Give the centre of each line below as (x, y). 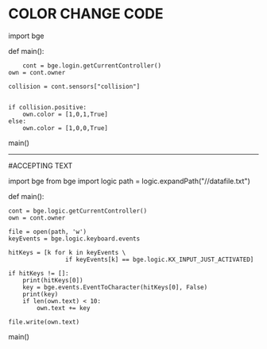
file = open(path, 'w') (48, 232)
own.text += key (64, 308)
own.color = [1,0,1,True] (66, 114)
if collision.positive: (48, 107)
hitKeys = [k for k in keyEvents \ (67, 252)
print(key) (41, 294)
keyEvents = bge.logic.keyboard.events (74, 239)
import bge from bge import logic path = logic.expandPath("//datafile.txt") (129, 181)
